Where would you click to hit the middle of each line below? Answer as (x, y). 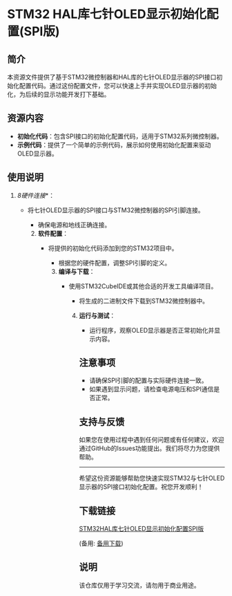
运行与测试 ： (97, 315)
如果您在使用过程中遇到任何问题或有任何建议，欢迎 (152, 440)
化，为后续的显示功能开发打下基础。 (59, 94)
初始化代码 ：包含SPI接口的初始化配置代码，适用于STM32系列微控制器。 (120, 136)
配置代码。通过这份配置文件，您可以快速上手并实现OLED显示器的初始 (118, 86)
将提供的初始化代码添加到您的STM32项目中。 (113, 248)
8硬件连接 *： (36, 195)
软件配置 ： (53, 233)
